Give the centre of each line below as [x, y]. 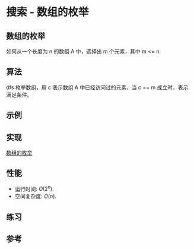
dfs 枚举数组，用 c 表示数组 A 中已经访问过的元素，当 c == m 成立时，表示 [97, 87]
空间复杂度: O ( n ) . [36, 196]
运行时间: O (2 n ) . [34, 188]
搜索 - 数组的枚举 [47, 12]
